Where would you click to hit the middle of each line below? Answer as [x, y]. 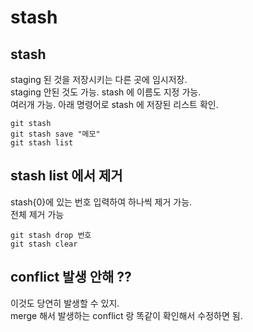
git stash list [42, 143]
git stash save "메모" [55, 134]
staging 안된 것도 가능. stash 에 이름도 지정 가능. [106, 92]
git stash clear [44, 244]
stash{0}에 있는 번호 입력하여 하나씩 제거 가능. [101, 202]
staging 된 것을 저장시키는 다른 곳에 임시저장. [99, 79]
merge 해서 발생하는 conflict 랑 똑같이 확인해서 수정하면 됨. [126, 315]
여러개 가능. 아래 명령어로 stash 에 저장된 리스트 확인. [114, 104]
